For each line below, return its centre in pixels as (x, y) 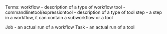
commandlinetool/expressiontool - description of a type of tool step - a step (83, 12)
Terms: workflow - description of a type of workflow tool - (65, 7)
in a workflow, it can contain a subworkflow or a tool (59, 17)
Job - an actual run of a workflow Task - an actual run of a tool (70, 27)
